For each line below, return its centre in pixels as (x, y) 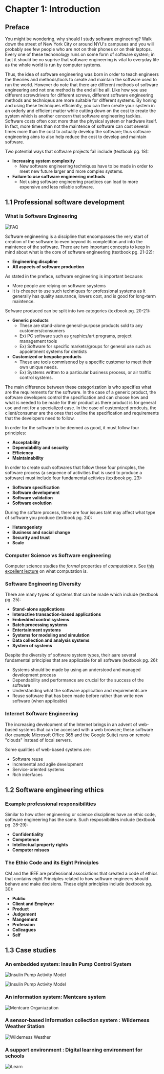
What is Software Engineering (41, 216)
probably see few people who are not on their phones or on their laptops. (79, 49)
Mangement (25, 919)
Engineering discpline (35, 261)
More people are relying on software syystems (59, 285)
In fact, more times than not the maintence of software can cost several (77, 126)
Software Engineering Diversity (43, 584)
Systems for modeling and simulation (51, 635)
